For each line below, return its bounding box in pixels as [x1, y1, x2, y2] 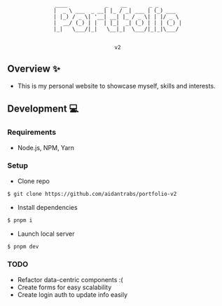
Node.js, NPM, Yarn [17, 143, 75, 152]
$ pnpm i [7, 216, 33, 224]
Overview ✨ [7, 63, 61, 75]
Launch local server [17, 229, 75, 238]
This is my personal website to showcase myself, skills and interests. [17, 81, 216, 90]
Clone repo [17, 177, 50, 185]
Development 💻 [7, 103, 79, 115]
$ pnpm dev [7, 243, 39, 250]
